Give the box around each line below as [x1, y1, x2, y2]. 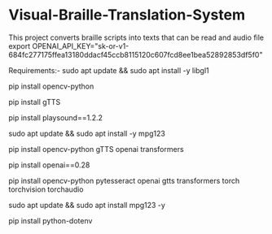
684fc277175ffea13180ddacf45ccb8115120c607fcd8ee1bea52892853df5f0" [8, 50, 263, 59]
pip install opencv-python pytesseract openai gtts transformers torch [8, 175, 240, 185]
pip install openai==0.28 [8, 160, 90, 170]
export [8, 41, 31, 50]
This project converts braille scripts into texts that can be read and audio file [8, 32, 265, 42]
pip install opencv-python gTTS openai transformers [8, 144, 185, 154]
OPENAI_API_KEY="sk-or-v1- [32, 41, 129, 50]
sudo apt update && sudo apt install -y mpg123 [8, 128, 165, 138]
